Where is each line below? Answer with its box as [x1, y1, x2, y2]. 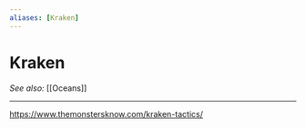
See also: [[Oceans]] [9, 83, 87, 94]
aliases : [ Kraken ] [9, 13, 79, 23]
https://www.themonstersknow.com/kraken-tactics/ [9, 108, 203, 119]
